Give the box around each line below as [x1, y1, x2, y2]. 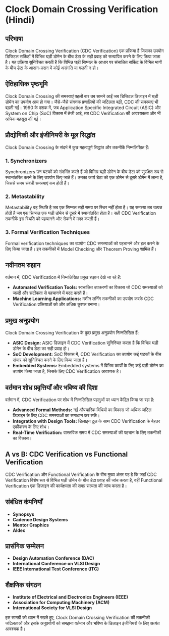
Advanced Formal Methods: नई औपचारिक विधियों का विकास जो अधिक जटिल [12, 407, 152, 413]
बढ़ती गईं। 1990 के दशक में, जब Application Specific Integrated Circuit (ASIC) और [5, 105, 161, 111]
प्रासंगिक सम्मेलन [5, 542, 44, 550]
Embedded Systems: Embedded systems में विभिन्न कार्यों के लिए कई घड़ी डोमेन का [12, 363, 164, 369]
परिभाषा [5, 34, 23, 43]
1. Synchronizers [5, 157, 47, 164]
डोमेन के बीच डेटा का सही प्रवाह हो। [12, 346, 70, 352]
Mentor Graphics [12, 522, 49, 528]
